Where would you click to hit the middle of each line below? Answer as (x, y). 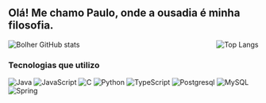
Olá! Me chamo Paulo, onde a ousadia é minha (124, 13)
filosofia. (31, 26)
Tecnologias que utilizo (54, 65)
